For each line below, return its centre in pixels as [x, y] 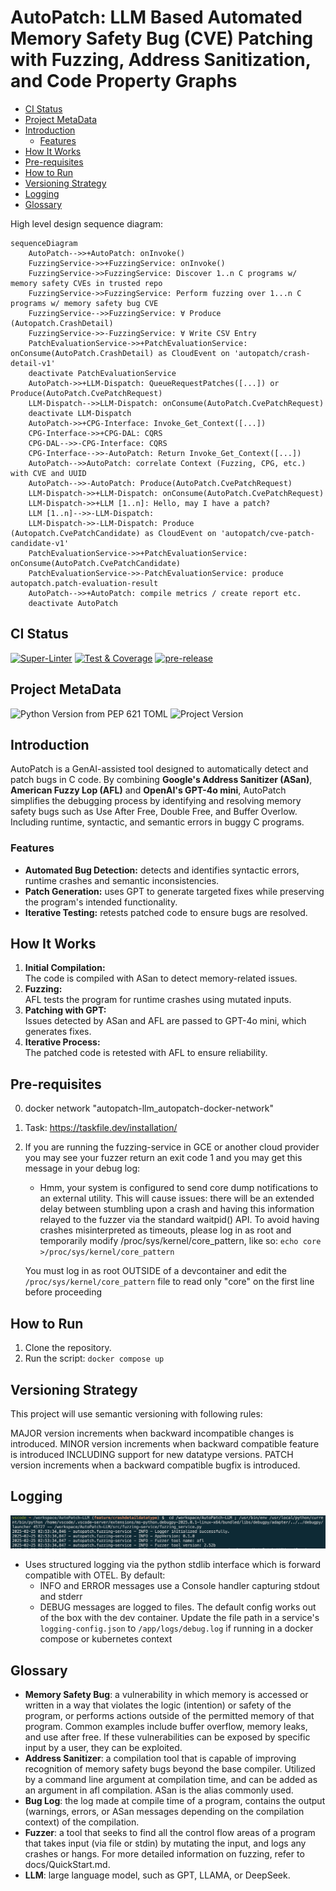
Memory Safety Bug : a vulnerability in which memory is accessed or [166, 1695]
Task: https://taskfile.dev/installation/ [101, 1128]
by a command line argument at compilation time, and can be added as [171, 1780]
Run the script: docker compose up [94, 1358]
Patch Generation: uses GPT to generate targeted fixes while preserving [174, 891]
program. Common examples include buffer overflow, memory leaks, [166, 1727]
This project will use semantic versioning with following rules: [136, 1413]
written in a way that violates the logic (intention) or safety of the [158, 1705]
